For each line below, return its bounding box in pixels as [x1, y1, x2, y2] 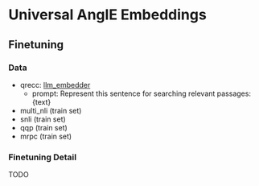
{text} [31, 97, 51, 106]
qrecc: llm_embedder [19, 80, 91, 89]
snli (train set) [19, 114, 66, 124]
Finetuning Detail [8, 151, 77, 163]
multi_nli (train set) [19, 105, 82, 115]
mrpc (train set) [19, 131, 72, 141]
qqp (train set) [19, 122, 68, 132]
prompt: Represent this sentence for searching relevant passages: [31, 89, 252, 98]
